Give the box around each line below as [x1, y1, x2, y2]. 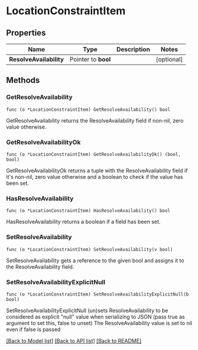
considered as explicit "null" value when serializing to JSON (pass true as [6, 313, 185, 320]
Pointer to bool [69, 55, 111, 63]
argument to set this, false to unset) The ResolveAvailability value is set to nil [6, 319, 193, 326]
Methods [6, 75, 40, 85]
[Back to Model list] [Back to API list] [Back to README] [6, 337, 142, 344]
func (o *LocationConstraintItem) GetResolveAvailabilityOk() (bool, [6, 151, 181, 158]
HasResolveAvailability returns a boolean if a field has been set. [6, 218, 161, 226]
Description [116, 46, 151, 53]
